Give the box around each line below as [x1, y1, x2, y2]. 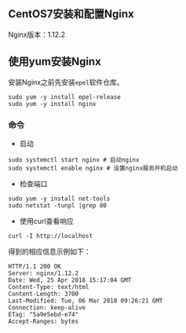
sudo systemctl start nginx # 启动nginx [8, 156, 140, 163]
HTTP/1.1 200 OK [8, 262, 61, 270]
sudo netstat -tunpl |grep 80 [8, 201, 108, 210]
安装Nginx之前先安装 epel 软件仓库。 [8, 77, 124, 86]
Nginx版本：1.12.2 [8, 30, 65, 39]
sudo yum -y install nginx [8, 100, 97, 108]
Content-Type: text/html [8, 283, 89, 291]
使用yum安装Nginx [8, 55, 102, 68]
